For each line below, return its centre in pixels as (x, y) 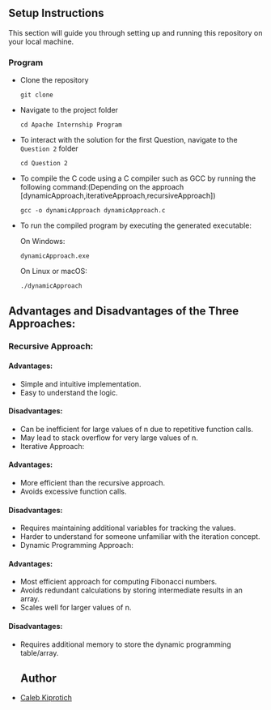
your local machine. (41, 41)
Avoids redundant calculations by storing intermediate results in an (131, 590)
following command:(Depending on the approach (102, 187)
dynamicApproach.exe (55, 256)
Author (38, 679)
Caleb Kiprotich (46, 698)
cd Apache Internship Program (71, 125)
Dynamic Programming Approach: (76, 545)
